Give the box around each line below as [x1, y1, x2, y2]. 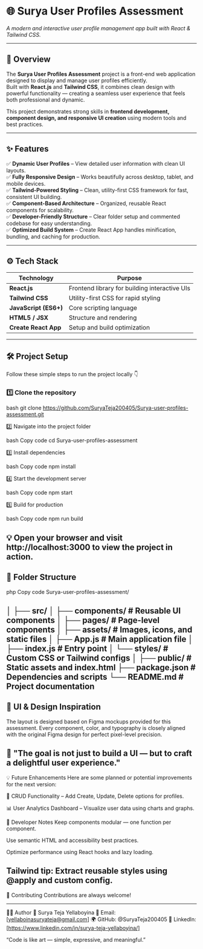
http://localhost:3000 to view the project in [6, 542, 173, 552]
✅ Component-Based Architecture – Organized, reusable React [6, 200, 166, 207]
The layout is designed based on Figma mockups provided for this [6, 718, 171, 725]
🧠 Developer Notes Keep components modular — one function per [6, 818, 172, 826]
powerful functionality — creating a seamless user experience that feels [6, 90, 185, 97]
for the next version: [6, 780, 57, 788]
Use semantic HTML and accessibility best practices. [6, 836, 139, 844]
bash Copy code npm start [6, 489, 72, 497]
